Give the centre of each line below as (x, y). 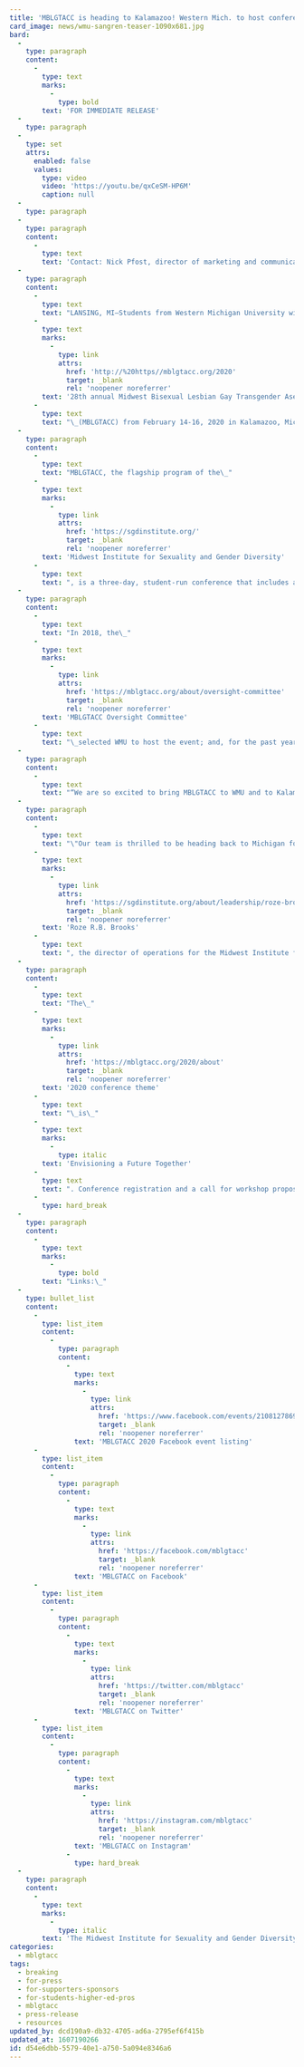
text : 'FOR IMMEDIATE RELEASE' (101, 111)
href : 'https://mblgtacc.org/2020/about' (145, 1062)
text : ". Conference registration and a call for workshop (156, 1189)
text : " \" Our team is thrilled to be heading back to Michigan (163, 844)
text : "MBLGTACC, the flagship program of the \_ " (137, 473)
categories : (32, 1947)
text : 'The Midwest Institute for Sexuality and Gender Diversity (170, 1939)
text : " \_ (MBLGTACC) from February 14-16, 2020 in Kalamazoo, (161, 422)
